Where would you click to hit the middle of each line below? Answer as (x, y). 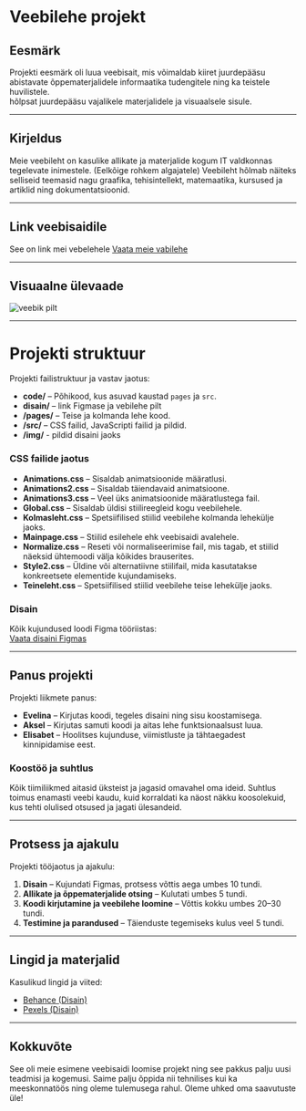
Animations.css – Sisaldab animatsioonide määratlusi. (125, 478)
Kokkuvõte (41, 1047)
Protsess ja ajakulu (64, 844)
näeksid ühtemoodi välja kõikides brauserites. (108, 556)
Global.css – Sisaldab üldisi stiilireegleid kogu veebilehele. (133, 507)
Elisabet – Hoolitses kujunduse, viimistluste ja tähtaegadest (134, 734)
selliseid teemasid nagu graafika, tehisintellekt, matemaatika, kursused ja (146, 180)
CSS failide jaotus (49, 459)
